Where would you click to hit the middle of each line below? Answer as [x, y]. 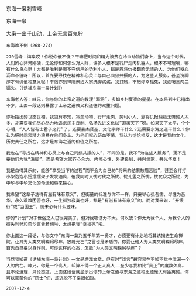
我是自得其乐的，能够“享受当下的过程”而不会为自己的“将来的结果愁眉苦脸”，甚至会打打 [96, 171]
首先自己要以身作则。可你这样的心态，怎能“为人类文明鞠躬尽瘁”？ [74, 248]
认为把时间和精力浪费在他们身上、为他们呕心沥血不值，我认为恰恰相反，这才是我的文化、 [97, 136]
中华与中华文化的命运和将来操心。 [41, 183]
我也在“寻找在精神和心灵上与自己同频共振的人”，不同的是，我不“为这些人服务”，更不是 [96, 153]
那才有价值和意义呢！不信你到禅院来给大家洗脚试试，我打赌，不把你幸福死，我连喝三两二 [97, 82]
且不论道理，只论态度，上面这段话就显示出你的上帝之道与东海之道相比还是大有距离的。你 [97, 272]
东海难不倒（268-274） [31, 46]
